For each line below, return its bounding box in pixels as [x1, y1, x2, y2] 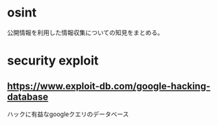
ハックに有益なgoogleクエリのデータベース [7, 110, 129, 118]
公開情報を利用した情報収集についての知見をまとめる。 [7, 28, 164, 36]
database [7, 91, 49, 102]
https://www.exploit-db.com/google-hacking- [7, 80, 211, 92]
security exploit [7, 53, 99, 69]
